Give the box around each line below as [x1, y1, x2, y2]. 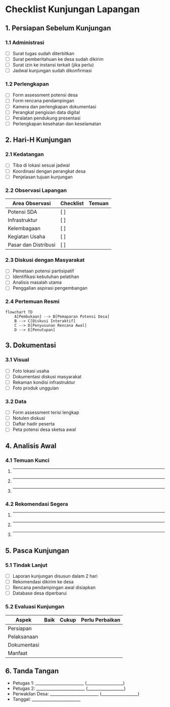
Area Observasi [12, 200, 51, 207]
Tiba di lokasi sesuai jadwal [12, 162, 70, 168]
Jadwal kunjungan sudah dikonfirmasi [12, 67, 92, 74]
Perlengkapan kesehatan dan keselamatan [12, 121, 101, 127]
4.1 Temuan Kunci [5, 457, 50, 464]
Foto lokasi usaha [12, 368, 50, 374]
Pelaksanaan [8, 633, 38, 640]
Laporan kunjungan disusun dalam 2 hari [12, 573, 98, 579]
